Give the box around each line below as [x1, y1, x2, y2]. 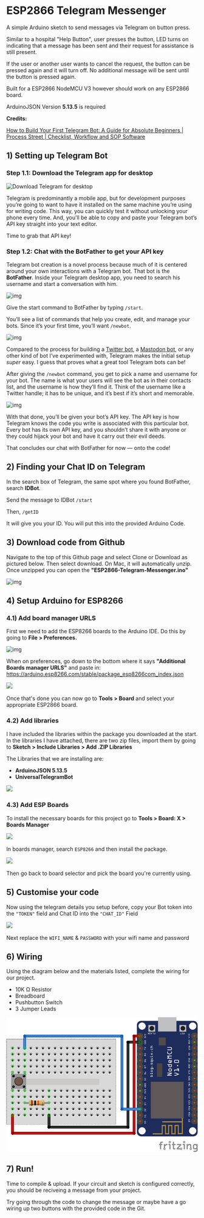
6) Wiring [6, 951, 42, 962]
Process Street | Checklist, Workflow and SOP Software [6, 133, 146, 140]
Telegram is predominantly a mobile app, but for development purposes [6, 194, 186, 202]
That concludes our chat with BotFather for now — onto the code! [6, 444, 171, 451]
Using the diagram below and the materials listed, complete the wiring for [6, 968, 190, 975]
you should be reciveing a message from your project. [6, 1186, 141, 1194]
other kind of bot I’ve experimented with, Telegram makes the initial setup [6, 352, 191, 359]
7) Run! [6, 1164, 35, 1174]
